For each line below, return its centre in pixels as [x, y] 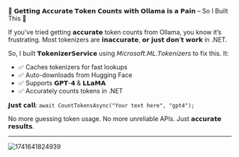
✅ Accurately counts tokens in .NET [71, 91]
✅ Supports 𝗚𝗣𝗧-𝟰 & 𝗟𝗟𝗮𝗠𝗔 [62, 83]
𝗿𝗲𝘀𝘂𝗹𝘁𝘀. [21, 126]
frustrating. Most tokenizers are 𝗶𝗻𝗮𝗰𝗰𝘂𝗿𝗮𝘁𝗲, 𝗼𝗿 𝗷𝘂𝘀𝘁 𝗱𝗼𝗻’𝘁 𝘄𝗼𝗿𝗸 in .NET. [118, 40]
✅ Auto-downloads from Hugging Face [75, 75]
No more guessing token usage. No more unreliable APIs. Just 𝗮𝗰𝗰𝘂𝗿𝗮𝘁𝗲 [115, 119]
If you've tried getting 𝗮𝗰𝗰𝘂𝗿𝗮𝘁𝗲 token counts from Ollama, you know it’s [115, 32]
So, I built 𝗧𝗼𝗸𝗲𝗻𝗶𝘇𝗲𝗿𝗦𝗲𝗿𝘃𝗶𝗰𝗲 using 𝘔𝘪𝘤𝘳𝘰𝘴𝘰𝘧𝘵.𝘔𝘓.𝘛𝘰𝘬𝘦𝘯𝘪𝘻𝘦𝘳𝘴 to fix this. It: [118, 53]
